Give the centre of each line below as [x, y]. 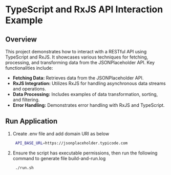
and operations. [29, 89]
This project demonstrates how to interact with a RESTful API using [76, 52]
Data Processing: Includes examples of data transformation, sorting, [85, 94]
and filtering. [26, 100]
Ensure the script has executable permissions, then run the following [85, 153]
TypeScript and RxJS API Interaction [84, 9]
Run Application [31, 121]
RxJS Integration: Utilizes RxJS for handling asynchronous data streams [89, 83]
